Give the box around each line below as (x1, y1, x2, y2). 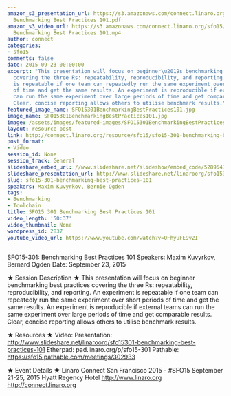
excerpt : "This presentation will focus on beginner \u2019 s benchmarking (7, 67, 223, 74)
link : (7, 132, 23, 138)
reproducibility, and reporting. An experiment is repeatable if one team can (7, 289, 219, 297)
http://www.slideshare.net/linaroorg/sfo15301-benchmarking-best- (7, 338, 196, 346)
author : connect (7, 36, 54, 43)
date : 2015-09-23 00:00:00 (7, 61, 85, 68)
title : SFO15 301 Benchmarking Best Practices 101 (7, 209, 155, 216)
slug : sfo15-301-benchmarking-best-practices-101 (7, 176, 153, 183)
